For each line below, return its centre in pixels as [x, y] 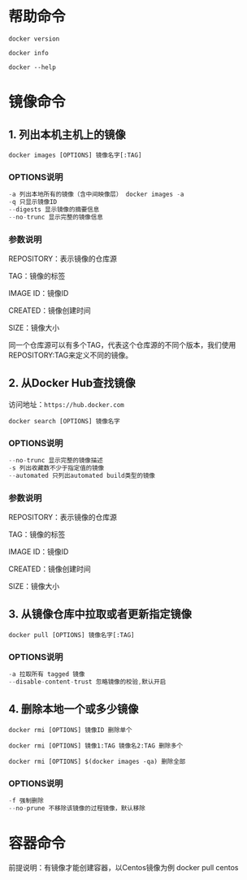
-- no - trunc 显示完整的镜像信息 [56, 217]
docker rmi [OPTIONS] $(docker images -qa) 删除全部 [97, 761]
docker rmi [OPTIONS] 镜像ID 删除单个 [70, 730]
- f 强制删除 [26, 801]
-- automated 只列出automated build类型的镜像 [82, 475]
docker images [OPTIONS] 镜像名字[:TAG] [75, 155]
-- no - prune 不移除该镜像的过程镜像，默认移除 [77, 808]
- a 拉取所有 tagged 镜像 [47, 674]
